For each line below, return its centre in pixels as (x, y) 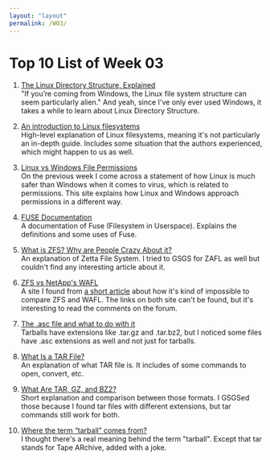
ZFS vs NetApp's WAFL (59, 283)
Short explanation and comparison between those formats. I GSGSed (135, 398)
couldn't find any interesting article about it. (93, 267)
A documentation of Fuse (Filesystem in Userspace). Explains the (129, 226)
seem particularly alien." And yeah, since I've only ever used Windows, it (141, 102)
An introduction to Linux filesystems (80, 126)
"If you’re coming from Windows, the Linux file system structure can (134, 94)
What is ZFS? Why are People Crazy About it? (96, 250)
